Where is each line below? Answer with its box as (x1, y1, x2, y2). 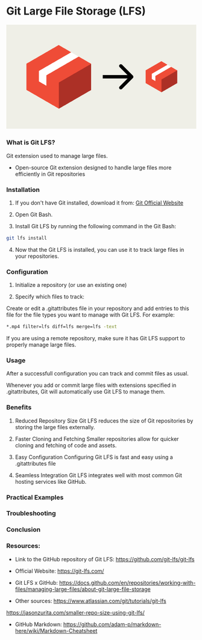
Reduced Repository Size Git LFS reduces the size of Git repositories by (14, 417, 194, 424)
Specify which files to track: (14, 293, 84, 300)
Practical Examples (6, 493, 64, 501)
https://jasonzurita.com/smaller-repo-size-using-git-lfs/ (6, 609, 145, 616)
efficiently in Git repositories (14, 170, 86, 177)
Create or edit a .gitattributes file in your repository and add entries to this (6, 305, 189, 312)
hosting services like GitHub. (14, 478, 87, 485)
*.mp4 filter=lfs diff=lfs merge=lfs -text (6, 324, 118, 330)
